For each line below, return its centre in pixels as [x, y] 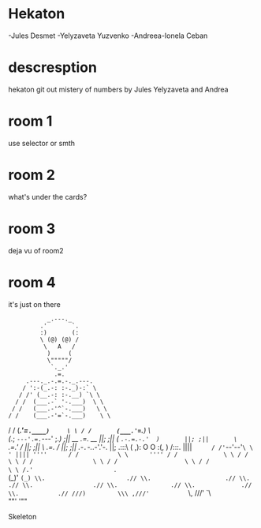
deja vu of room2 [36, 250]
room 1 [30, 121]
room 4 [32, 282]
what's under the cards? [48, 197]
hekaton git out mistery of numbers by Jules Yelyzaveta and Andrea [118, 89]
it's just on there [34, 304]
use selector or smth [42, 143]
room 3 [32, 228]
